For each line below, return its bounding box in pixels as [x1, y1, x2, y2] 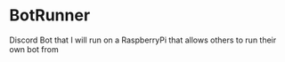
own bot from [9, 43, 60, 54]
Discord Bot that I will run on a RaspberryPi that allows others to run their [9, 35, 277, 45]
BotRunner [9, 5, 91, 26]
